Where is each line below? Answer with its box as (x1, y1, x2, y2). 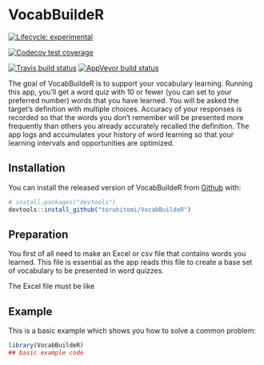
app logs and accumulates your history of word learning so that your (8, 130, 234, 139)
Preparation (8, 227, 69, 241)
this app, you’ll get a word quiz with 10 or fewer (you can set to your (8, 86, 232, 97)
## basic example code (8, 349, 84, 357)
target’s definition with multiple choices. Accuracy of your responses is (8, 104, 242, 114)
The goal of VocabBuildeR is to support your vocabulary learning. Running (8, 78, 254, 88)
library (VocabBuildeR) (8, 342, 84, 350)
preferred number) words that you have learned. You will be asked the (8, 95, 239, 105)
